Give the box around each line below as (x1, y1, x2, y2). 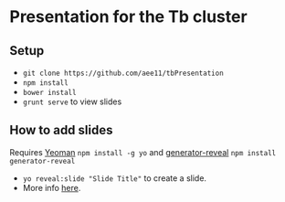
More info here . (22, 182, 81, 193)
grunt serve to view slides (22, 96, 122, 107)
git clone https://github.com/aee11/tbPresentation (22, 69, 224, 78)
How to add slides (9, 122, 113, 138)
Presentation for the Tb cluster (9, 6, 248, 27)
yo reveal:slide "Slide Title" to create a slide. (22, 172, 207, 184)
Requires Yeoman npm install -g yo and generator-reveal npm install (9, 146, 277, 157)
